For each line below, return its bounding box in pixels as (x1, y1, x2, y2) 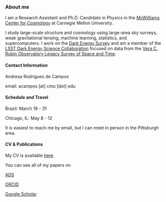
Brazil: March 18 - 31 (5, 105, 47, 111)
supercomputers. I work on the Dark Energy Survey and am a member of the (5, 40, 162, 46)
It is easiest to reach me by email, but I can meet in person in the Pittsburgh (5, 124, 159, 130)
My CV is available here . (5, 152, 55, 158)
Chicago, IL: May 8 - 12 (5, 115, 53, 121)
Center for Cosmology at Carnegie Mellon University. (5, 20, 113, 26)
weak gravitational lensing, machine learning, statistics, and (5, 35, 127, 41)
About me (5, 3, 30, 10)
